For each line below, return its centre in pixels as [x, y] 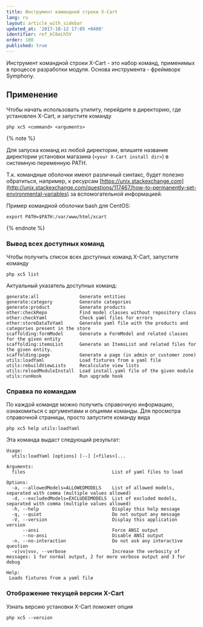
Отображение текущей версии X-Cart [65, 593]
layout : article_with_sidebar [45, 23]
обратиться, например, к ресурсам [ [54, 181]
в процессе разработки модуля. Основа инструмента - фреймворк [93, 69]
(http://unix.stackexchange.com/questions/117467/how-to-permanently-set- [101, 187]
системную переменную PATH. [47, 163]
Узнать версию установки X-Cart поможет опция [70, 606]
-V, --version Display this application [95, 520]
